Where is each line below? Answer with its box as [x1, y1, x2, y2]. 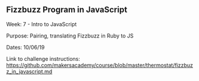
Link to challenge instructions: [6, 55, 81, 62]
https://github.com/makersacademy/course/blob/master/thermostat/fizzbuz [6, 61, 193, 68]
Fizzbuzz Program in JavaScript [6, 5, 127, 15]
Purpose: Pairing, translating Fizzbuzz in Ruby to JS [6, 32, 134, 39]
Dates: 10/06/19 [6, 43, 45, 51]
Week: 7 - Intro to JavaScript [6, 20, 77, 27]
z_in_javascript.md [6, 68, 53, 75]
